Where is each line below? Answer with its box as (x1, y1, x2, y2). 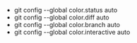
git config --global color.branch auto (13, 21, 120, 28)
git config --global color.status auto (13, 6, 118, 14)
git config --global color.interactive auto (13, 28, 131, 36)
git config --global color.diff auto (13, 13, 109, 21)
